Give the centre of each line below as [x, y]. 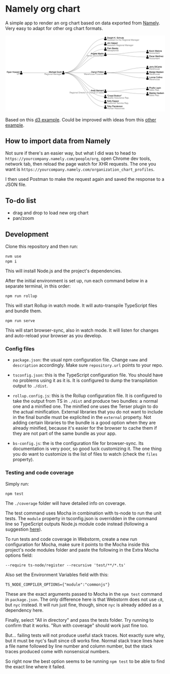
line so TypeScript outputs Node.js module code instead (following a [77, 524]
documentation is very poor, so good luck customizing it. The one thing [87, 449]
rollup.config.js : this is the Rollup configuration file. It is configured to [87, 396]
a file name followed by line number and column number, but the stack [79, 646]
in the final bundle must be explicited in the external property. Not [82, 418]
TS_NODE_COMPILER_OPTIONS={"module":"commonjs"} [58, 585]
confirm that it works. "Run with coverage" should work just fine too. [77, 625]
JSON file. [16, 185]
